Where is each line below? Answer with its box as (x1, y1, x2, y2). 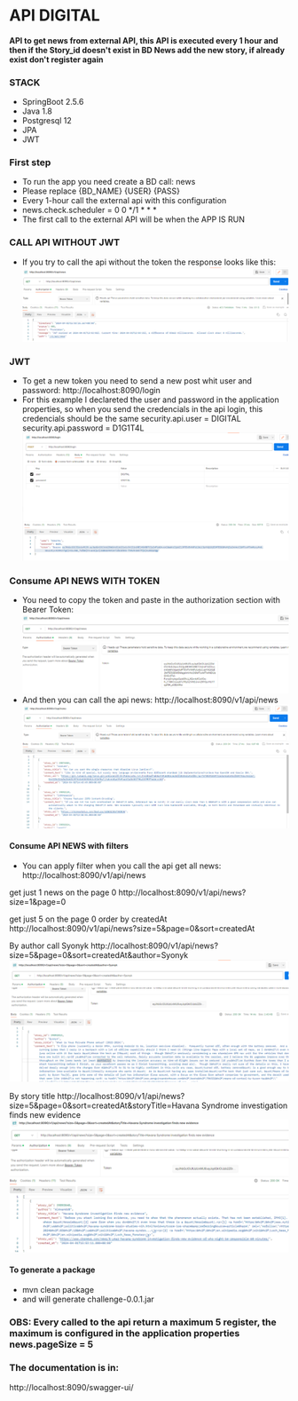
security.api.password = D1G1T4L (21, 423, 145, 433)
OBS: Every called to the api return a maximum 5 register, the (9, 1316, 277, 1328)
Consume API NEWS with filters (9, 841, 129, 851)
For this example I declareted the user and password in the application (21, 394, 279, 405)
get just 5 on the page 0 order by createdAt (9, 914, 168, 924)
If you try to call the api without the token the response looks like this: (21, 257, 277, 267)
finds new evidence (9, 1110, 82, 1120)
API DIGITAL (9, 5, 100, 26)
